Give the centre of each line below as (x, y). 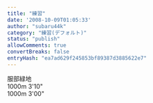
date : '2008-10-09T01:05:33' (49, 20)
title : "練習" (27, 13)
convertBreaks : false (38, 52)
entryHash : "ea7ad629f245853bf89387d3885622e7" (77, 58)
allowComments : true (37, 45)
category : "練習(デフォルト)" (47, 33)
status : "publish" (34, 39)
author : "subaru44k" (37, 26)
